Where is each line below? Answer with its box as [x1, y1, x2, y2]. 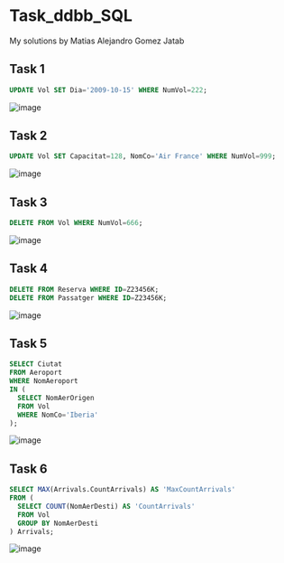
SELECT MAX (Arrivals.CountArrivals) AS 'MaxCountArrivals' [9, 485, 236, 494]
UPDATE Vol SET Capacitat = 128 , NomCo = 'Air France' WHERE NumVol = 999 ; [9, 152, 277, 161]
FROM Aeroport [9, 368, 63, 378]
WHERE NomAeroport [9, 377, 78, 386]
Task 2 [9, 128, 48, 144]
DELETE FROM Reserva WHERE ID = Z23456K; [9, 285, 160, 294]
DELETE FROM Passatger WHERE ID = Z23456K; [9, 293, 168, 303]
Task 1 [9, 61, 45, 77]
